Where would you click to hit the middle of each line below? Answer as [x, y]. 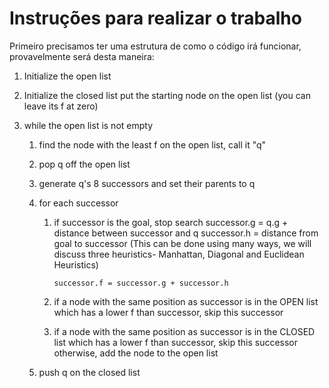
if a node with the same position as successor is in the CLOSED [184, 331]
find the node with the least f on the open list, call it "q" [152, 144]
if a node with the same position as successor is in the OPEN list [186, 301]
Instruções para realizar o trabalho [155, 18]
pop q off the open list [84, 164]
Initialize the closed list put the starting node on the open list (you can [167, 95]
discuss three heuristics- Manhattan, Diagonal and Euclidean [179, 254]
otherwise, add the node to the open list [136, 353]
